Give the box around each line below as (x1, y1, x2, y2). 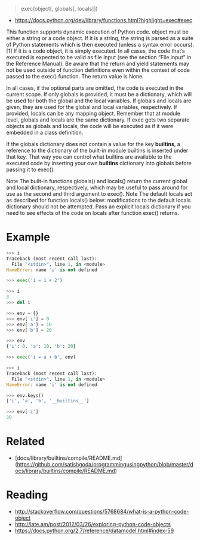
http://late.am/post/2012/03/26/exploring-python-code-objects (14, 520, 171, 527)
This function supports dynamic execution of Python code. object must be (6, 28, 189, 35)
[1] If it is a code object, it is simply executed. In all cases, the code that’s (6, 47, 185, 54)
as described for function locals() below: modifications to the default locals (6, 197, 191, 204)
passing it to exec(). (6, 166, 55, 173)
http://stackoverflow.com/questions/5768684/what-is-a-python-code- (14, 508, 189, 515)
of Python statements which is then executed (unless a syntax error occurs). (6, 41, 195, 48)
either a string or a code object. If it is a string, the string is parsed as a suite (6, 35, 194, 41)
